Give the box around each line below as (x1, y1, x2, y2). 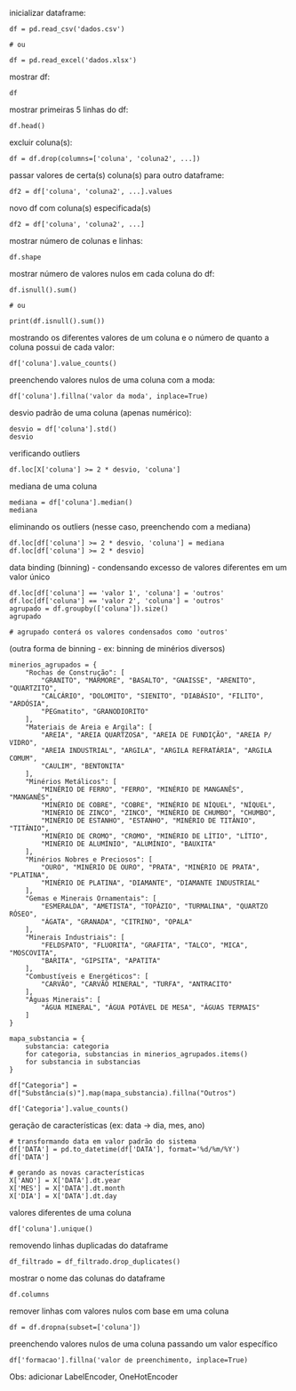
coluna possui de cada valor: (9, 342, 116, 352)
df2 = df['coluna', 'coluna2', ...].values (9, 187, 173, 196)
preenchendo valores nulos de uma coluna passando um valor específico (9, 1338, 278, 1349)
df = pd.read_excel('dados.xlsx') (9, 56, 138, 65)
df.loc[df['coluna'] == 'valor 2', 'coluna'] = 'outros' (9, 596, 225, 605)
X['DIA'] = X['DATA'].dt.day (9, 1192, 117, 1201)
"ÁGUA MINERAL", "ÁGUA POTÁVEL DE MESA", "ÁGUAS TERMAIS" (41, 1003, 260, 1012)
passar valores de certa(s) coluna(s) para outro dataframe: (9, 170, 225, 181)
